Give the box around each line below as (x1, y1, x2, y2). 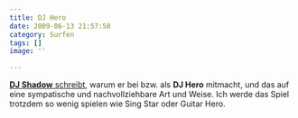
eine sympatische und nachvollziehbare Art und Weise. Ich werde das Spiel (9, 89, 290, 100)
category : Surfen (9, 30, 75, 39)
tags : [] (9, 38, 42, 48)
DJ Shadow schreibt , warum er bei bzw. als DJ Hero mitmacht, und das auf (9, 79, 290, 90)
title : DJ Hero (9, 13, 67, 23)
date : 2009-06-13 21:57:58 (9, 22, 111, 31)
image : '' (9, 47, 47, 56)
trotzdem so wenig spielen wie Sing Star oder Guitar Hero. (9, 98, 226, 109)
